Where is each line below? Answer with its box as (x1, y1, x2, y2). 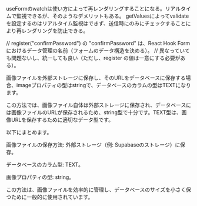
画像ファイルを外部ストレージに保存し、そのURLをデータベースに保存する (6, 74, 186, 81)
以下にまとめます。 (6, 129, 52, 135)
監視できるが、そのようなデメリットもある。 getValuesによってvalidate (16, 12, 189, 19)
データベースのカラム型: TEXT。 (6, 161, 84, 168)
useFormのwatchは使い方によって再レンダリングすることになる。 (6, 5, 166, 12)
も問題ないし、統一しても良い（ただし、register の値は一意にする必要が (6, 55, 181, 61)
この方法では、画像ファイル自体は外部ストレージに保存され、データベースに (6, 102, 192, 108)
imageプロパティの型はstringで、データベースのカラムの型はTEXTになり (16, 82, 191, 88)
